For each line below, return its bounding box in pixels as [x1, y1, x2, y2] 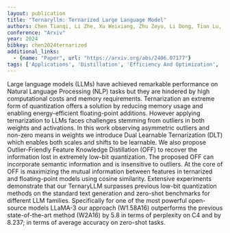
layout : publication [7, 10, 66, 17]
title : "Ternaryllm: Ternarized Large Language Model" [7, 16, 167, 23]
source [7, 204, 27, 212]
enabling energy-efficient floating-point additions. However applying [7, 109, 201, 117]
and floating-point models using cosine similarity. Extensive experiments [7, 174, 212, 182]
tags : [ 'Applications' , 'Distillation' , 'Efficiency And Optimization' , [7, 61, 219, 68]
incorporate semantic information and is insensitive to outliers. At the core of [7, 160, 223, 168]
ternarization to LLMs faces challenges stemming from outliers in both [7, 116, 205, 124]
